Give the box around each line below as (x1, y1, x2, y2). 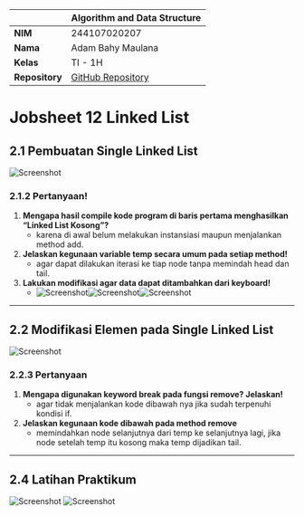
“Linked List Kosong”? (22, 220, 109, 231)
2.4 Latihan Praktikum (9, 472, 138, 487)
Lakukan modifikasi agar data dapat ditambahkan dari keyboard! (22, 278, 271, 289)
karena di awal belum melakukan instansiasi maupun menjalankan (35, 230, 282, 241)
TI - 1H (71, 56, 103, 69)
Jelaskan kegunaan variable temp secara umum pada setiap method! (22, 249, 288, 260)
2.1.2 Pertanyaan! (9, 189, 89, 202)
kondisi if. (35, 408, 72, 419)
